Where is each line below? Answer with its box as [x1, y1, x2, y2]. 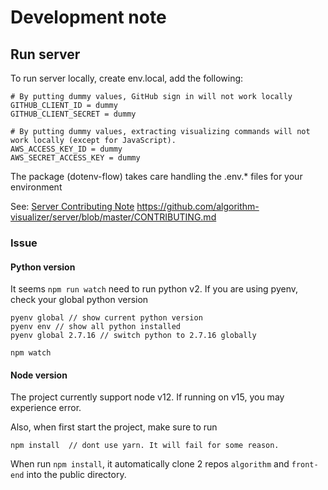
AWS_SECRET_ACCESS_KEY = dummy [10, 153, 141, 163]
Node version [10, 369, 68, 381]
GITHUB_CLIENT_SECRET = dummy [10, 109, 137, 119]
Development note [10, 6, 167, 29]
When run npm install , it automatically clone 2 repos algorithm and [10, 458, 290, 470]
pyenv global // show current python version [10, 313, 203, 323]
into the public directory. [26, 469, 127, 481]
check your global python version [10, 294, 149, 306]
